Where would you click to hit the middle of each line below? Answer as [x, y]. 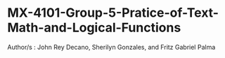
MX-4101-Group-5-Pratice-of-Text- [113, 13]
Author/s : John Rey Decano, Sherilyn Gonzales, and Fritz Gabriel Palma [111, 47]
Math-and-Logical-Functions [94, 28]
